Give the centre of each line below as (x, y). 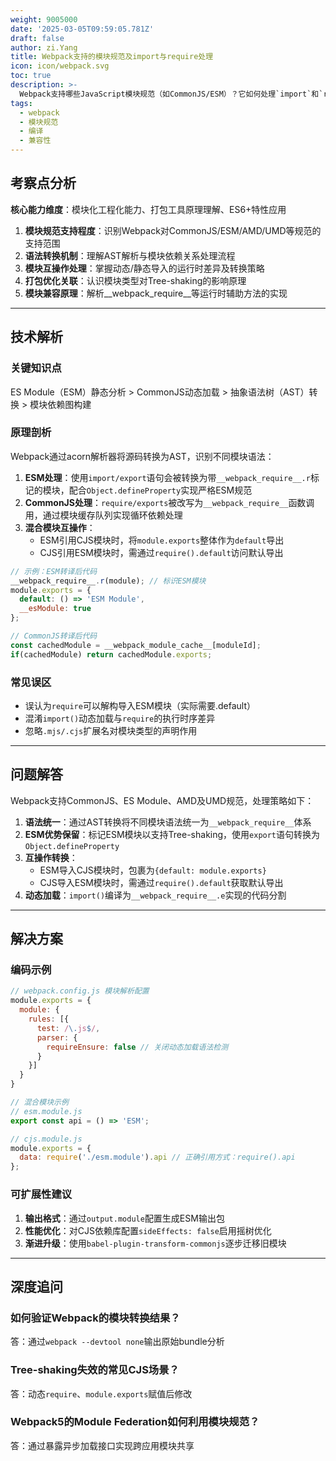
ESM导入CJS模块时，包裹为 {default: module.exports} (153, 870)
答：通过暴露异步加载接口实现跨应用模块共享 (102, 1445)
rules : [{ (49, 1019)
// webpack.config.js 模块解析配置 (80, 991)
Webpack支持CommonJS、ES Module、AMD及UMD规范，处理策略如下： (162, 800)
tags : (21, 103)
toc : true (31, 76)
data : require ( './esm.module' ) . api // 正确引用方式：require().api (157, 1157)
